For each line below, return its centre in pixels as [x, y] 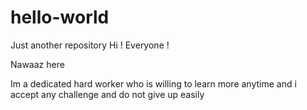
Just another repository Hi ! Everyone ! [90, 45]
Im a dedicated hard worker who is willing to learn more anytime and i [153, 83]
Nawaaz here [37, 64]
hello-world [60, 17]
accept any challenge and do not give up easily [107, 94]
